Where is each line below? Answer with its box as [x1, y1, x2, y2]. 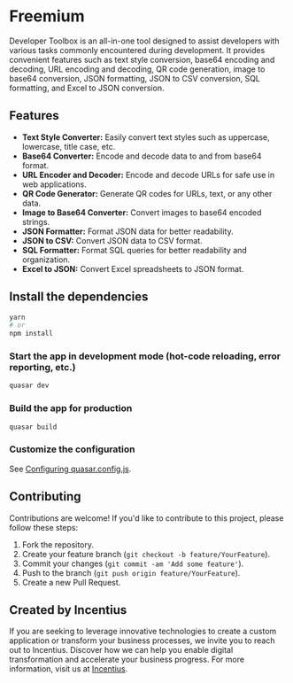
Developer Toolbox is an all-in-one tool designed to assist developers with [9, 35, 280, 46]
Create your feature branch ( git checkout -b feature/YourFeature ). [21, 548, 271, 559]
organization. [21, 254, 71, 265]
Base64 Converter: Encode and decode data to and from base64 [21, 151, 262, 161]
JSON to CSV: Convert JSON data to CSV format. [21, 235, 204, 245]
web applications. [21, 179, 87, 190]
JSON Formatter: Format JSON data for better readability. [21, 226, 234, 237]
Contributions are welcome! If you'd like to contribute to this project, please [9, 512, 284, 524]
